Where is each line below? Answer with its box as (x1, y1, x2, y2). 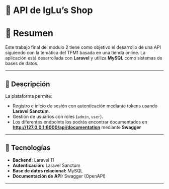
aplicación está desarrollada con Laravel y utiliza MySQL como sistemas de (5, 55, 162, 61)
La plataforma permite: (5, 93, 53, 99)
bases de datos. (5, 60, 39, 67)
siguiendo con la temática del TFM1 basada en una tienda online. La (5, 50, 146, 56)
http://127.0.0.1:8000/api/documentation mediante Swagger (12, 124, 141, 130)
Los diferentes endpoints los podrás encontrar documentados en (12, 118, 147, 125)
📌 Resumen (5, 28, 54, 39)
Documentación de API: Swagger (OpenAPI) (12, 173, 106, 179)
